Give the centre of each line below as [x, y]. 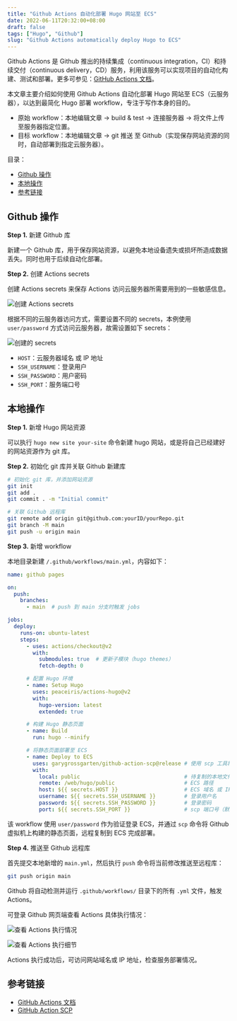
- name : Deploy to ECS [59, 757]
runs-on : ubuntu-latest [55, 633]
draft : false [26, 27]
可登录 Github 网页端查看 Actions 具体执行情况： [78, 914]
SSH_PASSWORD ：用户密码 [52, 375]
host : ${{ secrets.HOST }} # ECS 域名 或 [130, 790]
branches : [35, 601]
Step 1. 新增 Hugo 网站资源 [47, 427]
